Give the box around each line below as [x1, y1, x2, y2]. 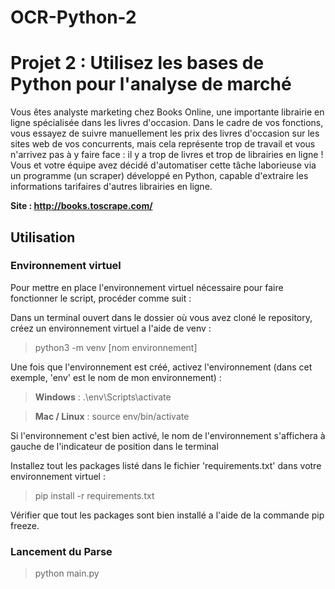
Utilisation [10, 229, 76, 246]
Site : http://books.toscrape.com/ [10, 200, 153, 212]
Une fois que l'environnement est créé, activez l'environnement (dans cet [10, 361, 313, 373]
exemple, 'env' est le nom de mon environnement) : [10, 371, 222, 383]
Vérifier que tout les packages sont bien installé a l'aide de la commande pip [10, 509, 325, 521]
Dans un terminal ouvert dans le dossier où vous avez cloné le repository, [10, 311, 313, 323]
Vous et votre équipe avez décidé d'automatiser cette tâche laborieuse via [10, 159, 317, 171]
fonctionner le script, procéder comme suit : [10, 292, 192, 304]
